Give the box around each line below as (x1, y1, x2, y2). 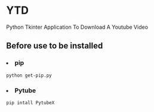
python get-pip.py (6, 72, 52, 78)
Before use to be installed (6, 41, 103, 51)
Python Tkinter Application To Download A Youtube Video (6, 23, 148, 31)
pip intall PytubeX (6, 99, 55, 105)
